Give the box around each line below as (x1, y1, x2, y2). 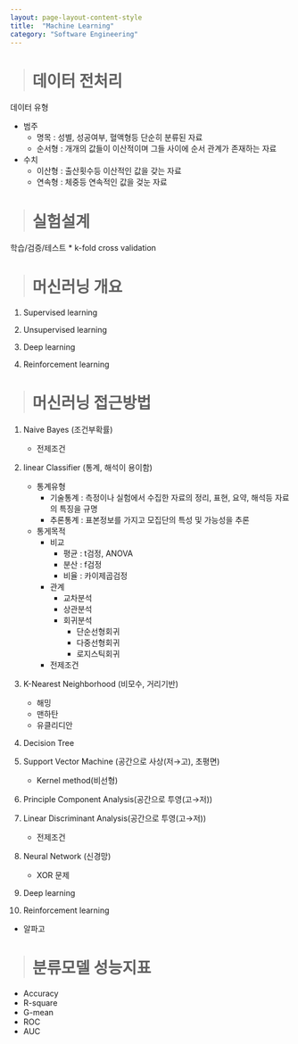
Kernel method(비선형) (36, 775, 119, 786)
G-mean (22, 1007, 54, 1018)
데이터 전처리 (31, 70, 123, 91)
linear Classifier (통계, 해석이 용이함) (22, 462, 153, 473)
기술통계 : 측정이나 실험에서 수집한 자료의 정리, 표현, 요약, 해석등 (49, 493, 273, 503)
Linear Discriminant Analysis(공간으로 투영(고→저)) (22, 813, 207, 824)
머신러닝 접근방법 (31, 394, 152, 413)
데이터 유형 (10, 102, 49, 112)
